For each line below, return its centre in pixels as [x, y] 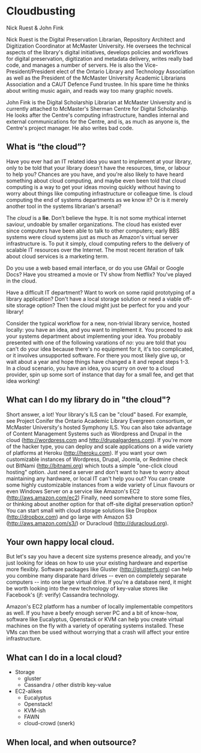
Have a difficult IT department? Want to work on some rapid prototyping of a [100, 292]
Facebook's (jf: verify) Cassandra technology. [63, 595]
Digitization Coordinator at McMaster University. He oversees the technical [99, 46]
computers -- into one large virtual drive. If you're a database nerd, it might [99, 582]
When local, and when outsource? [71, 742]
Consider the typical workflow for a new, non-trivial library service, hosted [98, 323]
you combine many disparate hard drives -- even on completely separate [97, 576]
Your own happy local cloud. [61, 542]
